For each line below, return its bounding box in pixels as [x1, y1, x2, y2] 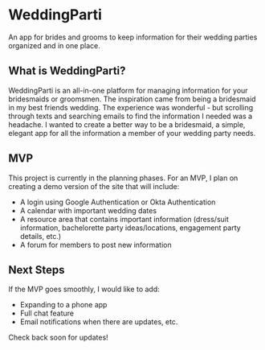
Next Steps [8, 263, 65, 277]
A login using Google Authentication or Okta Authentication [19, 197, 216, 207]
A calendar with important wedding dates [19, 205, 157, 215]
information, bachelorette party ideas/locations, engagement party [19, 223, 241, 233]
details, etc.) [19, 231, 62, 241]
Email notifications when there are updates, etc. [19, 317, 178, 327]
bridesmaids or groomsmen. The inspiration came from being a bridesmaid [8, 94, 256, 104]
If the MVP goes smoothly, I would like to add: [8, 284, 161, 294]
